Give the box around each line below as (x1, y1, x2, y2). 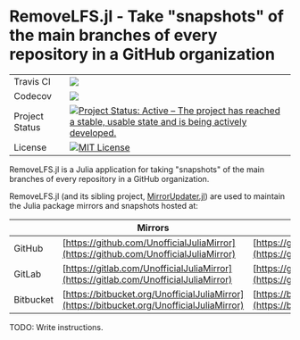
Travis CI (13, 75, 51, 87)
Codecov (13, 89, 52, 102)
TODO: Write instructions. (9, 321, 104, 332)
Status (13, 120, 41, 133)
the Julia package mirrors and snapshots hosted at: (9, 200, 199, 211)
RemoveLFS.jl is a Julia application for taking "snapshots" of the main (9, 163, 265, 175)
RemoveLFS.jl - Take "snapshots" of (9, 6, 284, 27)
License (13, 141, 47, 153)
